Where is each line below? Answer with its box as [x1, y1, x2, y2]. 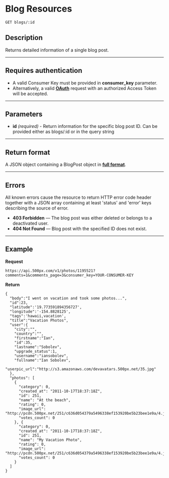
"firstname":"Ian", [14, 335, 55, 340]
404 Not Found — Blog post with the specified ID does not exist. [12, 226, 147, 232]
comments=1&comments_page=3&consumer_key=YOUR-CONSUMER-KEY [5, 273, 134, 278]
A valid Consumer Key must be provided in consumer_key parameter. [12, 79, 157, 86]
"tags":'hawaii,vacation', [10, 313, 66, 319]
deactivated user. [12, 221, 49, 226]
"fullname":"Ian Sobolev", [14, 358, 71, 363]
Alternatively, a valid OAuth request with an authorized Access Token [12, 85, 157, 91]
